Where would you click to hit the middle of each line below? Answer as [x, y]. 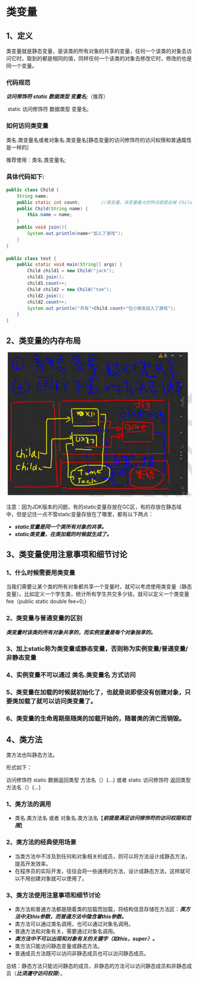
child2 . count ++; [47, 302]
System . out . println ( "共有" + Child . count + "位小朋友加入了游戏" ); [102, 308]
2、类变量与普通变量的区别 [44, 618]
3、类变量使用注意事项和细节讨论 [67, 554]
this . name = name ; [50, 215]
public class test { [32, 258]
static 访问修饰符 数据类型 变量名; [48, 109]
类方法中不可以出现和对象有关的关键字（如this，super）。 [86, 938]
